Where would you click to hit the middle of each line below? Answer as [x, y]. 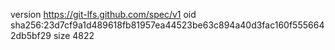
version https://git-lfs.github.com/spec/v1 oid [103, 14]
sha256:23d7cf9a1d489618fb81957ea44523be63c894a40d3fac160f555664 [167, 25]
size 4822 [74, 35]
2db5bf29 [31, 35]
